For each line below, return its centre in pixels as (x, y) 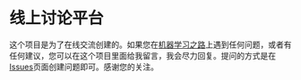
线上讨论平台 (57, 18)
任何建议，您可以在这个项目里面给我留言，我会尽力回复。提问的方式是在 (142, 55)
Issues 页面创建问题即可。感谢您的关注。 (84, 67)
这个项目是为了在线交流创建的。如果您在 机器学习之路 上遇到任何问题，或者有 (150, 44)
